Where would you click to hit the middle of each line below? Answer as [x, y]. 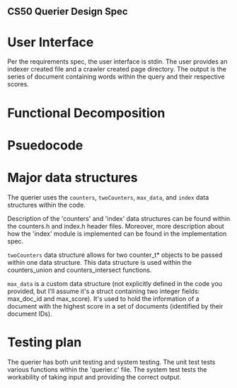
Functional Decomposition [86, 113]
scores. [18, 84]
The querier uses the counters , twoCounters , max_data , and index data [108, 197]
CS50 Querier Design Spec [68, 12]
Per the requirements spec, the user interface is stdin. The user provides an [117, 62]
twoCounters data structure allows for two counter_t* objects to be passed [115, 255]
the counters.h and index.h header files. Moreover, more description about [116, 226]
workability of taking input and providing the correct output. [94, 377]
